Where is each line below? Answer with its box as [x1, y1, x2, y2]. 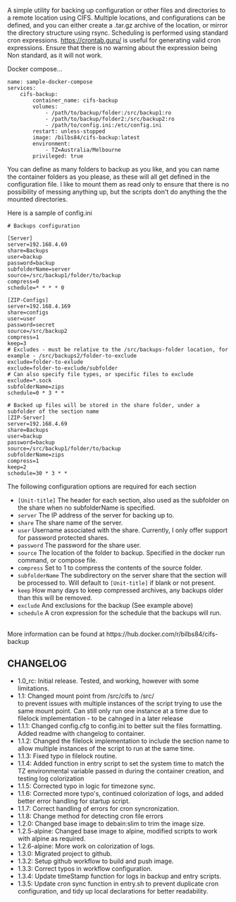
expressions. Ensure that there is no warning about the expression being [7, 44, 218, 52]
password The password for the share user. [17, 541, 142, 549]
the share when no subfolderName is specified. [17, 503, 156, 512]
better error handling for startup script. [17, 797, 130, 805]
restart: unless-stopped [32, 128, 106, 135]
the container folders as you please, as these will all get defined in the [7, 172, 211, 181]
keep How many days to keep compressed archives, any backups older [17, 586, 224, 594]
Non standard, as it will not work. [7, 51, 103, 59]
